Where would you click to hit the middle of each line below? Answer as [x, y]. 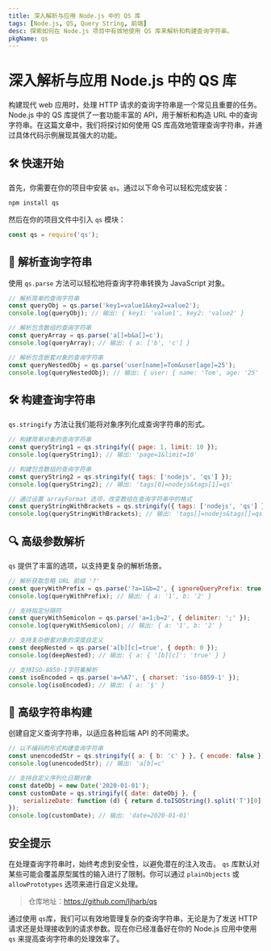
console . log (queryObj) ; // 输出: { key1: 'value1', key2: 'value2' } [126, 313]
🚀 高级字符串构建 [50, 712]
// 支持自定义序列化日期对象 [50, 778]
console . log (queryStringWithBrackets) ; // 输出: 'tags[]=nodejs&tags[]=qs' [137, 514]
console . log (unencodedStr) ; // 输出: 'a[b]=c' [87, 763]
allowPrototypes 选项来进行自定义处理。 [75, 884]
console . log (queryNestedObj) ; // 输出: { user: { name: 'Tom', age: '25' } [137, 373]
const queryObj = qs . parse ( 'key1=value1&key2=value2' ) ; [104, 306]
